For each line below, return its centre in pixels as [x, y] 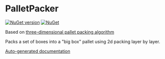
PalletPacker [32, 9]
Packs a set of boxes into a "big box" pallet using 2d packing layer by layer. [83, 41]
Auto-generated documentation [38, 51]
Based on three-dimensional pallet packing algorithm [60, 32]
